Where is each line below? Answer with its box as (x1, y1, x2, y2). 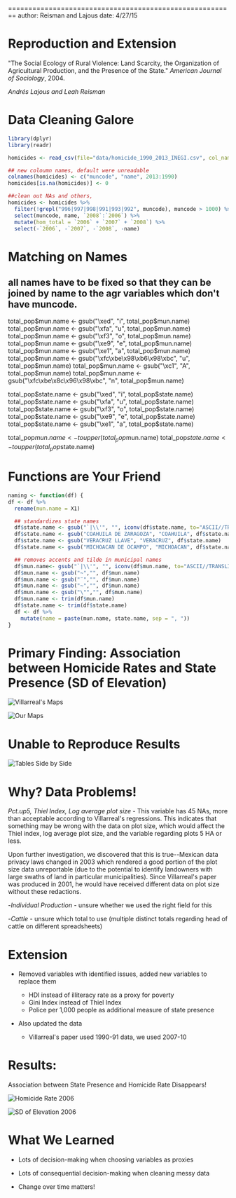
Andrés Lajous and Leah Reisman (8, 87, 106, 95)
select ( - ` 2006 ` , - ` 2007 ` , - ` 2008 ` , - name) (14, 225, 140, 232)
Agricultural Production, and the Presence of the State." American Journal (8, 66, 222, 74)
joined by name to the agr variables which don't (8, 287, 220, 299)
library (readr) (8, 142, 53, 149)
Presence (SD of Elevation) (8, 675, 167, 691)
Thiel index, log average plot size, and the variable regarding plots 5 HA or (8, 829, 223, 838)
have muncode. (8, 298, 78, 310)
